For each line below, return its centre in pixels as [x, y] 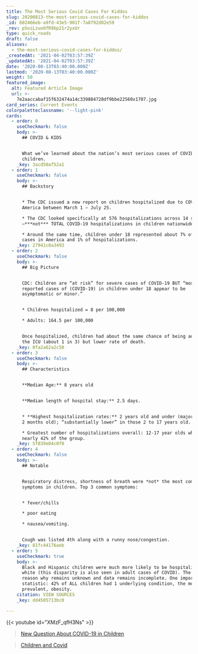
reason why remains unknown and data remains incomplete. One [100, 579]
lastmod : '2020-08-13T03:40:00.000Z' [52, 72]
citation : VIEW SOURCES [46, 594]
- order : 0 [25, 121]
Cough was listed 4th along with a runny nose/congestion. [95, 540]
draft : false [22, 39]
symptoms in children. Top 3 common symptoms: [80, 487]
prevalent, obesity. [47, 589]
